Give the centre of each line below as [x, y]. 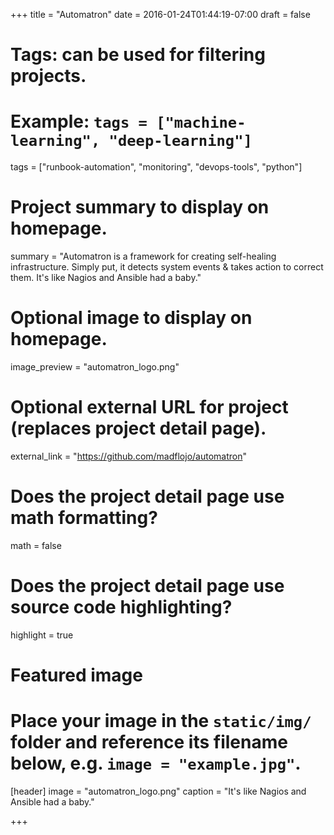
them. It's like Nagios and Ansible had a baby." [106, 278]
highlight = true [42, 635]
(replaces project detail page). [138, 428]
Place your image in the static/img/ [161, 721]
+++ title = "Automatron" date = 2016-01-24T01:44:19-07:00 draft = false [160, 14]
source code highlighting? [121, 607]
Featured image [76, 675]
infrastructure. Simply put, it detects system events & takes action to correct [167, 267]
